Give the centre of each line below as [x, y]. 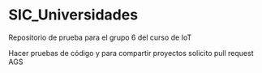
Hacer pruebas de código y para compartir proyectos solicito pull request [131, 53]
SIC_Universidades [73, 15]
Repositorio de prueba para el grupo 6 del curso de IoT [100, 37]
